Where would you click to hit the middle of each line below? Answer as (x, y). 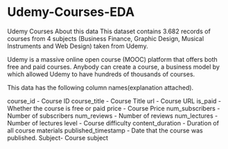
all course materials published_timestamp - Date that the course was (105, 130)
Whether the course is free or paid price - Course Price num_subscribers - (114, 108)
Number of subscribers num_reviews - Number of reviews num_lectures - (113, 116)
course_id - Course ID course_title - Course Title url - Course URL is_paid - (114, 100)
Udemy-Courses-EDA (71, 12)
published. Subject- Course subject (58, 138)
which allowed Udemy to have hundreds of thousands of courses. (101, 74)
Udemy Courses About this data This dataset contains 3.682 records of (109, 31)
